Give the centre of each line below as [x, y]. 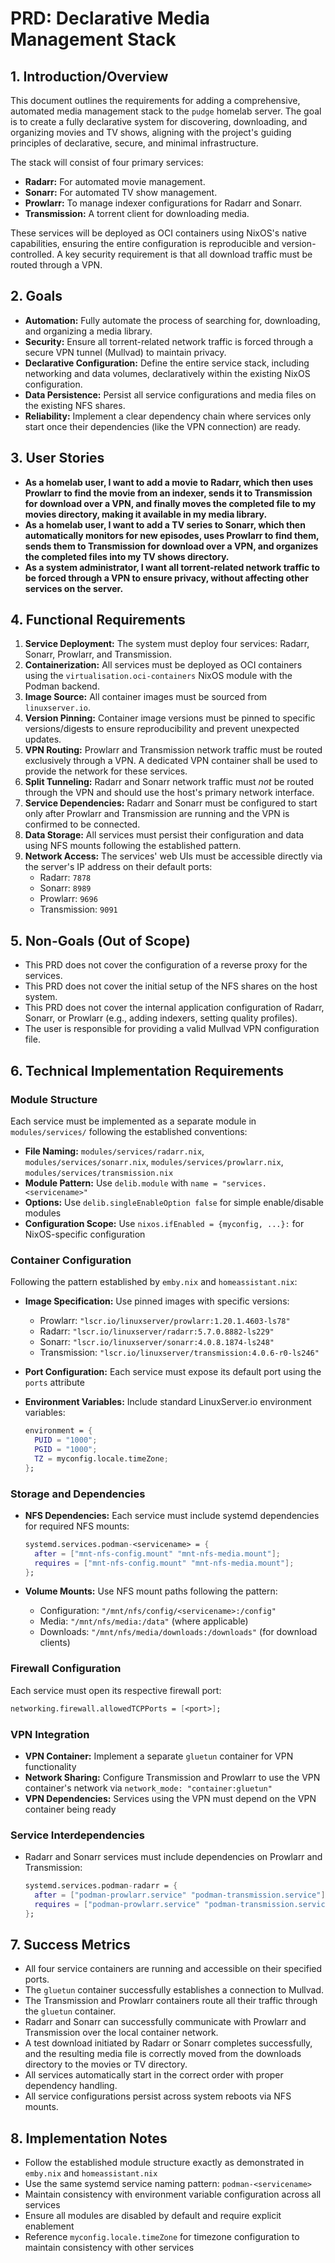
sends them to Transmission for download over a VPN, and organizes [171, 546]
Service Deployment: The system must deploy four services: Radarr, [167, 644]
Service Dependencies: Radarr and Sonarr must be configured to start [171, 803]
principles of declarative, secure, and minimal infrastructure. [134, 143]
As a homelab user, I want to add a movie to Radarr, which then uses [169, 482]
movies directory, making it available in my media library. [146, 514]
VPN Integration [50, 1734]
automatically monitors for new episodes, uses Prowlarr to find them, [172, 535]
